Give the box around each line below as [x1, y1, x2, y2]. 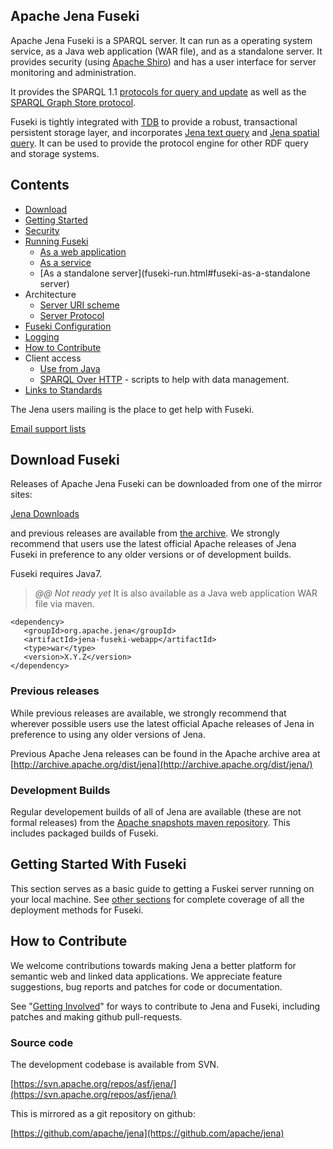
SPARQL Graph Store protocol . [10, 96, 137, 108]
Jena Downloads [10, 508, 80, 520]
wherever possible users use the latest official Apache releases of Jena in [10, 717, 315, 729]
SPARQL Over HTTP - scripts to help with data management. [39, 373, 290, 385]
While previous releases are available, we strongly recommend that [10, 707, 287, 719]
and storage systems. [10, 147, 100, 159]
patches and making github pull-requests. [10, 1010, 183, 1023]
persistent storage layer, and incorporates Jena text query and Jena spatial [10, 126, 320, 138]
